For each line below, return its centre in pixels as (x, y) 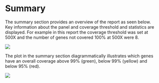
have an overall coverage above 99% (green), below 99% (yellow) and (76, 61)
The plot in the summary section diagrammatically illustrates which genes (79, 56)
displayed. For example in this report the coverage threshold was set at (77, 32)
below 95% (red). (23, 66)
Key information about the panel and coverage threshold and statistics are (80, 27)
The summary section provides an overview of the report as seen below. (78, 22)
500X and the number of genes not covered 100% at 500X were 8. (72, 37)
